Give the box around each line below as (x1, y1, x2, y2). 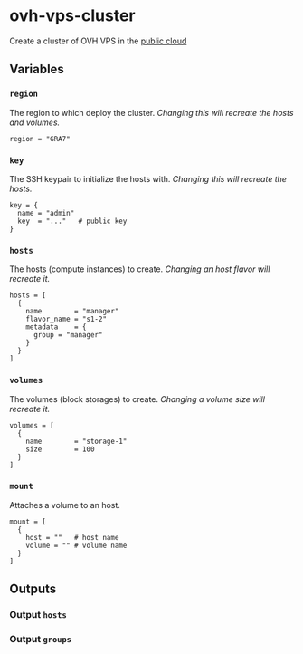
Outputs (9, 582, 57, 597)
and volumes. (9, 117, 61, 128)
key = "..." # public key (17, 216, 128, 226)
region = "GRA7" (9, 134, 71, 143)
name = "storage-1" (25, 437, 128, 446)
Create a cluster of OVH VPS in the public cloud (9, 35, 187, 46)
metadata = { (25, 322, 88, 332)
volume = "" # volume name (25, 541, 128, 550)
